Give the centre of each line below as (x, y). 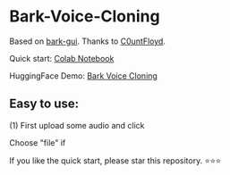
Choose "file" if (38, 142)
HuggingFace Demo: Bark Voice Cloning (84, 75)
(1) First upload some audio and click (77, 125)
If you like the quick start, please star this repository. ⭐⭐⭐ (115, 160)
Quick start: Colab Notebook (62, 58)
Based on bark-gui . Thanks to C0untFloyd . (87, 41)
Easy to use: (44, 104)
